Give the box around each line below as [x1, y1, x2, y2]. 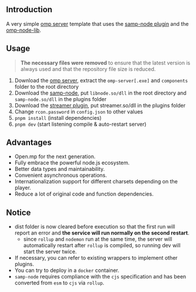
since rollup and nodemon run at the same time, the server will [23, 236, 173, 243]
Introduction [6, 5, 53, 15]
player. [14, 184, 31, 192]
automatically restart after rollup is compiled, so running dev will [23, 242, 181, 249]
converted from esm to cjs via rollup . [14, 279, 104, 287]
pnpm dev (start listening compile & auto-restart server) [14, 120, 147, 127]
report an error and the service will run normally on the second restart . [14, 229, 190, 237]
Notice [6, 207, 31, 217]
